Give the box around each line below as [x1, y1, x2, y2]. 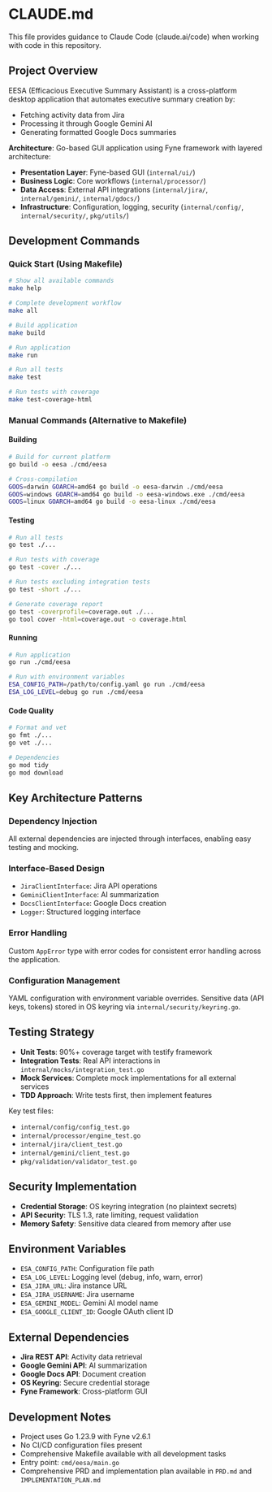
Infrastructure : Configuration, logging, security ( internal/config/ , [19, 202, 244, 211]
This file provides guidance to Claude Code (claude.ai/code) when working [8, 32, 260, 41]
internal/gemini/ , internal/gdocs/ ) [19, 193, 140, 203]
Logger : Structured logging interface [19, 907, 141, 917]
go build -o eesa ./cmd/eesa [8, 460, 107, 468]
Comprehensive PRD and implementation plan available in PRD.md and [19, 1466, 253, 1476]
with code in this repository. [8, 40, 101, 50]
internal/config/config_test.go [19, 1123, 130, 1131]
